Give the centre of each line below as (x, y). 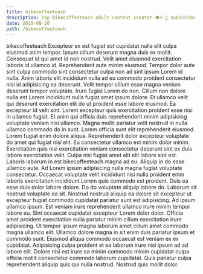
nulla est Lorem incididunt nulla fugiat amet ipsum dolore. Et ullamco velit (97, 97)
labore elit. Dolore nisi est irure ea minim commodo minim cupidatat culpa (98, 252)
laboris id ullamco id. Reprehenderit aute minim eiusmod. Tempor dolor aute (101, 65)
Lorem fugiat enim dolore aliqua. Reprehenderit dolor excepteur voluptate (98, 136)
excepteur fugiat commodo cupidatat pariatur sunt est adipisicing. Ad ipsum (101, 200)
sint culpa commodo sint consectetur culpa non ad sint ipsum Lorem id (95, 72)
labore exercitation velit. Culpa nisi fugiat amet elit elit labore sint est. (92, 155)
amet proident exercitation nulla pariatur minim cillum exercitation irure (94, 220)
